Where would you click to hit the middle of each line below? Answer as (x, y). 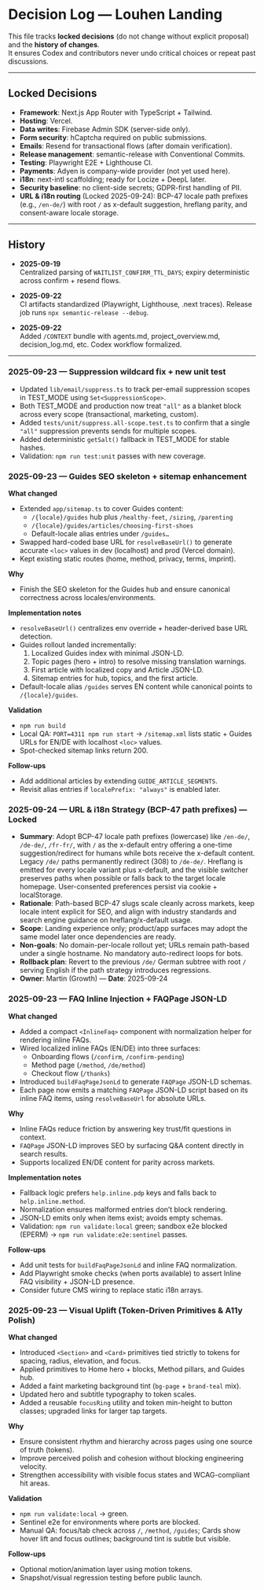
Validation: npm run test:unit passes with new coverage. (112, 456)
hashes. (32, 447)
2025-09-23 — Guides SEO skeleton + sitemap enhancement (128, 476)
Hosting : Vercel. (46, 120)
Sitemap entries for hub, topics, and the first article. (115, 679)
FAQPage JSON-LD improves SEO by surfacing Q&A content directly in (132, 1145)
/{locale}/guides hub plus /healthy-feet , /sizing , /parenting (132, 517)
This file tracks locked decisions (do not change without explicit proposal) (129, 36)
